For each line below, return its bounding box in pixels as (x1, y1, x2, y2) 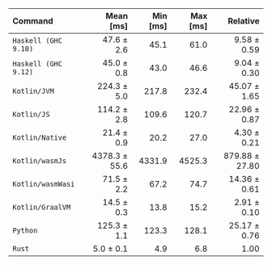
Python (12, 226, 38, 235)
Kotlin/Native (12, 133, 67, 142)
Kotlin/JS (12, 110, 50, 119)
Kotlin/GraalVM (12, 203, 71, 212)
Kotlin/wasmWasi (12, 179, 75, 188)
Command (12, 15, 54, 27)
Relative (227, 15, 260, 27)
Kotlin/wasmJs (12, 157, 67, 165)
